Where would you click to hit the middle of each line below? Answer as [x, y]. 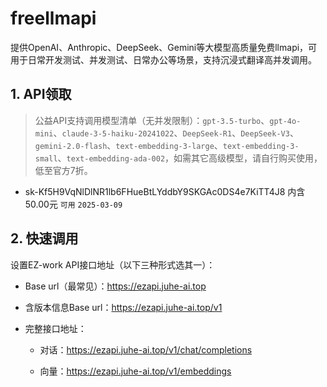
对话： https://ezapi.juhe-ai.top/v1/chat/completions [146, 349]
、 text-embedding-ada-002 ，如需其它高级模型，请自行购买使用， [190, 158]
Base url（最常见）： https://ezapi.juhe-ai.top [115, 286]
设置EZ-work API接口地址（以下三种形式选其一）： [113, 264]
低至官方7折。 [63, 170]
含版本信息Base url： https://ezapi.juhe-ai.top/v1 [123, 307]
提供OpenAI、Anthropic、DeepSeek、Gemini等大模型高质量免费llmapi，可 [164, 47]
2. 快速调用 [44, 238]
